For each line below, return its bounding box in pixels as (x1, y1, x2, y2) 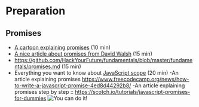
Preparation (5, 4, 66, 18)
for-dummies (14, 94, 47, 102)
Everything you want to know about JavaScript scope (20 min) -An (14, 69, 179, 76)
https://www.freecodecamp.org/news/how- (82, 76, 189, 82)
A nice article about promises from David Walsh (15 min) (14, 50, 153, 57)
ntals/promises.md (14, 63, 60, 70)
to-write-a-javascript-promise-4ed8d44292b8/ (14, 82, 131, 89)
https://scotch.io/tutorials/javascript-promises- (75, 88, 191, 95)
